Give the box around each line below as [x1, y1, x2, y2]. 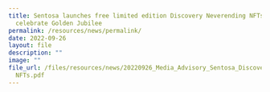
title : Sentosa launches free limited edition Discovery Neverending [8, 11, 247, 20]
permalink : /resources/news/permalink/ [8, 26, 142, 34]
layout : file [8, 42, 52, 50]
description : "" [8, 49, 63, 57]
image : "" [8, 57, 42, 65]
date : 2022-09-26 [8, 34, 67, 42]
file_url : [8, 64, 42, 72]
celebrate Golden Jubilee [15, 19, 103, 27]
